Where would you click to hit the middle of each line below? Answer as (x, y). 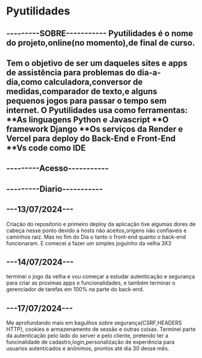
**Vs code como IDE (46, 148)
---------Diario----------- (55, 189)
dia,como (24, 82)
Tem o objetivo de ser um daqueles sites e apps (97, 63)
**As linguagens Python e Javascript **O (87, 120)
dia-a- (149, 73)
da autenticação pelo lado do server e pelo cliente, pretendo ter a (87, 336)
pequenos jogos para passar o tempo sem (87, 101)
